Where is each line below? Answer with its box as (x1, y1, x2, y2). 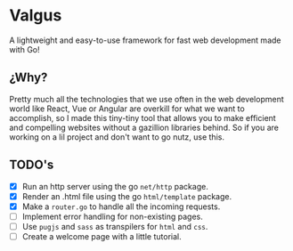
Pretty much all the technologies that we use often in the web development (9, 93, 284, 104)
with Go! (9, 44, 40, 54)
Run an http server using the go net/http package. (21, 181, 209, 191)
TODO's (9, 158, 54, 173)
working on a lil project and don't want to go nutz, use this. (9, 131, 225, 142)
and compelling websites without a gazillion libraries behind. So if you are (9, 122, 279, 133)
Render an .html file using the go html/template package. (21, 190, 232, 201)
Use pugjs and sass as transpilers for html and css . (21, 221, 208, 231)
